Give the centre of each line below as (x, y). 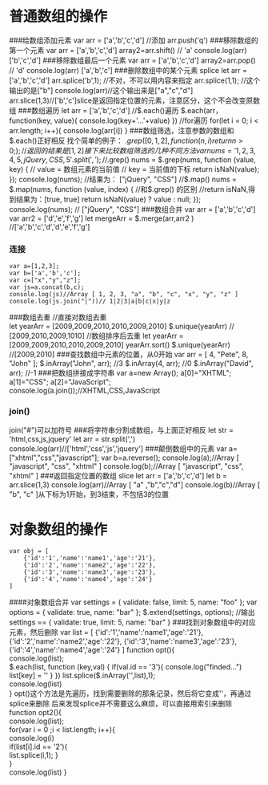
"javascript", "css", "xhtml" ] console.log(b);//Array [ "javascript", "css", (126, 466)
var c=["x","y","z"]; (45, 281)
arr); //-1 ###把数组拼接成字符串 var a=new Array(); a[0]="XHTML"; (120, 373)
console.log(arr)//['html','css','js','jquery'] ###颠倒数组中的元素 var (118, 448)
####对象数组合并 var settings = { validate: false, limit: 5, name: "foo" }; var (133, 602)
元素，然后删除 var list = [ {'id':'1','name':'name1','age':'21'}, (106, 632)
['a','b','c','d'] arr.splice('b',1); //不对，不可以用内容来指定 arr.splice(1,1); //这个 (135, 80)
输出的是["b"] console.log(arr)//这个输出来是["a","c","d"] (101, 90)
